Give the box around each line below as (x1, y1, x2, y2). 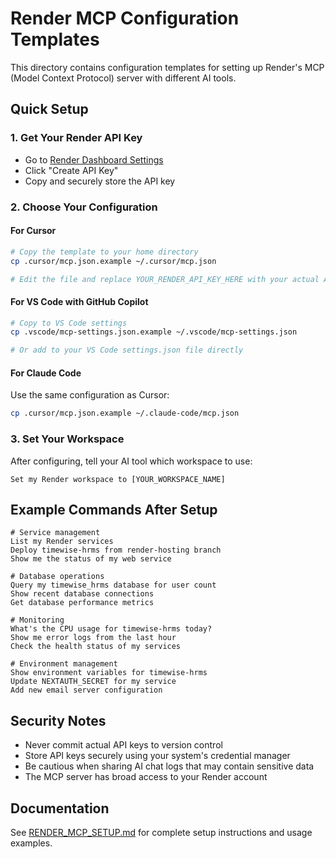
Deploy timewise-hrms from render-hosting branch (10, 545, 222, 556)
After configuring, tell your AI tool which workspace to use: (10, 455, 253, 467)
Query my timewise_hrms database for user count (10, 580, 217, 591)
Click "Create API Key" (24, 164, 119, 176)
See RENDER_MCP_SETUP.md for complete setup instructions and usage (10, 827, 313, 839)
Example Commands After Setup (10, 501, 218, 518)
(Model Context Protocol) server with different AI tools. (10, 72, 237, 84)
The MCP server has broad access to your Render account (24, 771, 268, 783)
